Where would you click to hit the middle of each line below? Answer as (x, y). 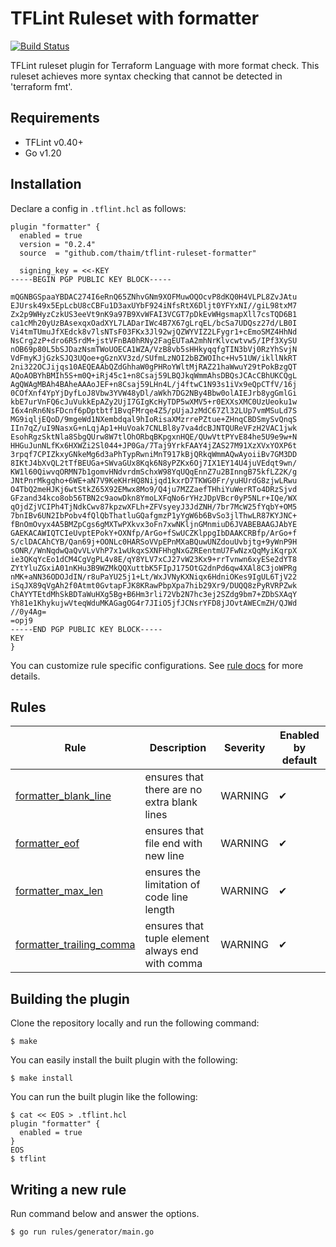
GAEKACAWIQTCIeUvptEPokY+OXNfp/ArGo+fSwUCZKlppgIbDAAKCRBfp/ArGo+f (154, 533)
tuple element (177, 939)
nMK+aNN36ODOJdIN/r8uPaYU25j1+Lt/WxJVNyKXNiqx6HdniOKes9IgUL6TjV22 (154, 577)
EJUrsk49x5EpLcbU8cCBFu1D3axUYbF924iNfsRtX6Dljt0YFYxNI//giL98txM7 (154, 305)
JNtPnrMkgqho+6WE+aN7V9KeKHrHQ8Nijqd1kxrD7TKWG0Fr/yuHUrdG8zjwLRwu (154, 480)
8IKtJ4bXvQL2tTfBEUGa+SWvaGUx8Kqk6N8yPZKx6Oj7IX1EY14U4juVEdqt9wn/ (154, 463)
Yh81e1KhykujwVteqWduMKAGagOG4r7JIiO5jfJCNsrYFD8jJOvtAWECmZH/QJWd (154, 603)
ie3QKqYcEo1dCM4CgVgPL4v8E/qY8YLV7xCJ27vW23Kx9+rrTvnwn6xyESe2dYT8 (154, 559)
